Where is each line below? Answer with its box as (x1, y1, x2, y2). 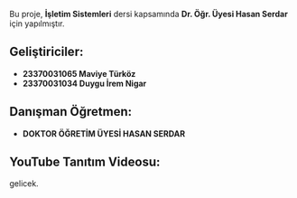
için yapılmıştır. (9, 18, 65, 29)
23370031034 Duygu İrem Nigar (22, 78, 147, 89)
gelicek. (9, 178, 39, 189)
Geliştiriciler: (9, 44, 84, 60)
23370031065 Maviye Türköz (22, 68, 136, 79)
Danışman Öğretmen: (9, 104, 133, 119)
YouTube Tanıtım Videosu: (9, 155, 161, 170)
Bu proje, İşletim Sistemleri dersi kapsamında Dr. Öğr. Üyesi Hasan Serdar (9, 9, 289, 19)
